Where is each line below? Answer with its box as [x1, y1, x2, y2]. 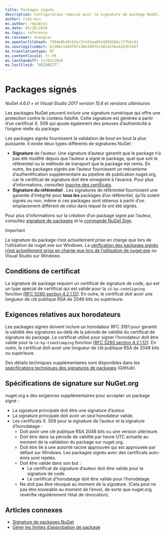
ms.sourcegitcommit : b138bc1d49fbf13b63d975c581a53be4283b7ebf [5, 44, 139, 49]
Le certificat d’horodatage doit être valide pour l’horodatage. [27, 476, 151, 481]
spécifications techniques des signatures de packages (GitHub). [5, 365, 136, 371]
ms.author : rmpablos [5, 21, 48, 26]
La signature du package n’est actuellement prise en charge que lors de [5, 237, 152, 243]
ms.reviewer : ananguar [5, 35, 52, 40]
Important [5, 228, 25, 234]
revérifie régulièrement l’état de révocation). [19, 491, 110, 497]
